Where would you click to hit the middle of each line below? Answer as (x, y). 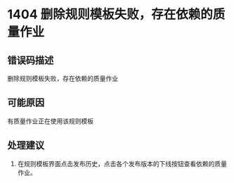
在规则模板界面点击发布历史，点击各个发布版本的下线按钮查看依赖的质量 (122, 163)
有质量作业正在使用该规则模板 (50, 121)
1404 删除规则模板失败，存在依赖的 (110, 14)
